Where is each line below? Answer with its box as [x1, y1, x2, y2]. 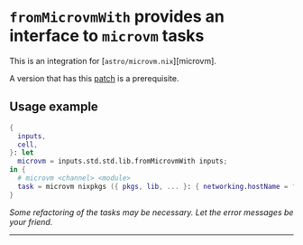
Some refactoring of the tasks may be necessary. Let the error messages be [9, 206, 294, 218]
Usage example [9, 99, 99, 115]
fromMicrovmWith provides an [9, 6, 225, 27]
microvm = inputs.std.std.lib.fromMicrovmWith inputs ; [17, 156, 228, 166]
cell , [17, 140, 39, 149]
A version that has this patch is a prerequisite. [9, 72, 179, 83]
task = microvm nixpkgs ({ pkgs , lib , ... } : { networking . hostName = [17, 182, 289, 191]
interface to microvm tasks [9, 25, 205, 46]
